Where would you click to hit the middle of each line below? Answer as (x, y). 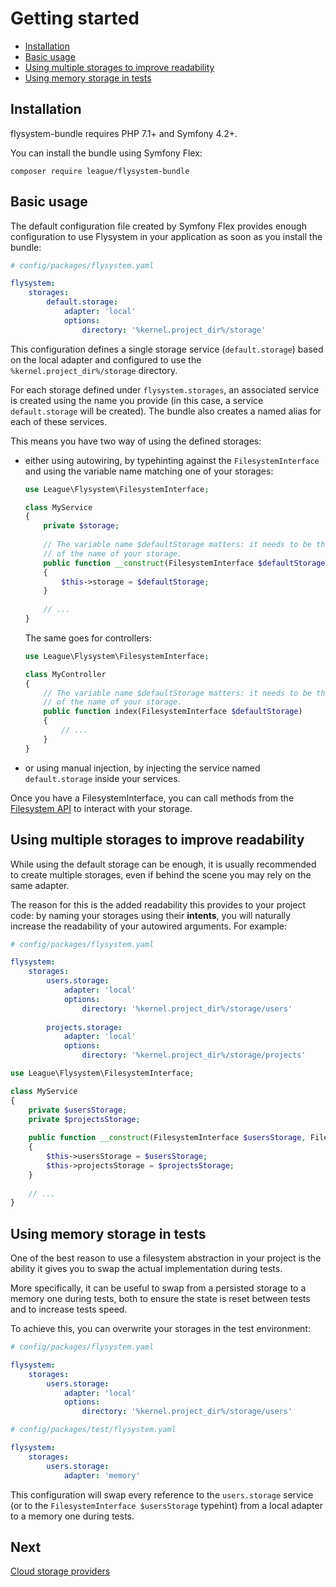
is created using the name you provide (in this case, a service (137, 400)
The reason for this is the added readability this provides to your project (158, 904)
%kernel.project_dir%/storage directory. (94, 370)
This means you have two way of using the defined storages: (136, 441)
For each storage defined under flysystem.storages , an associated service (165, 389)
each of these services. (59, 421)
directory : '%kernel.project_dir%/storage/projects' (194, 1055)
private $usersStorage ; (78, 1110)
